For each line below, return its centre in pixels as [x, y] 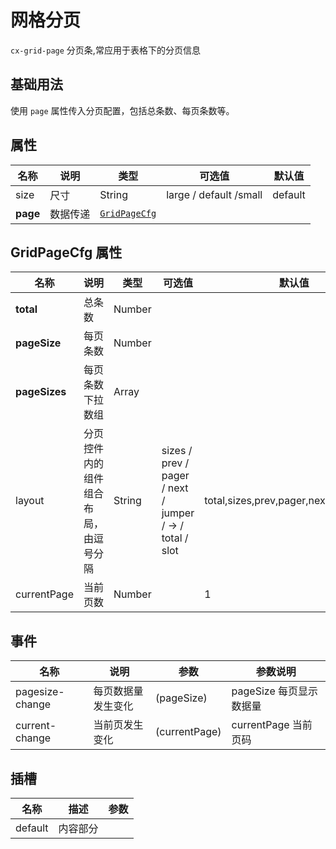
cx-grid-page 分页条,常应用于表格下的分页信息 [105, 50]
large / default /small [214, 194]
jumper [178, 513]
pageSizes [41, 392]
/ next [175, 488]
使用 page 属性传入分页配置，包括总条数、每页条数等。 [122, 110]
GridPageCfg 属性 [66, 252]
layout [30, 501]
